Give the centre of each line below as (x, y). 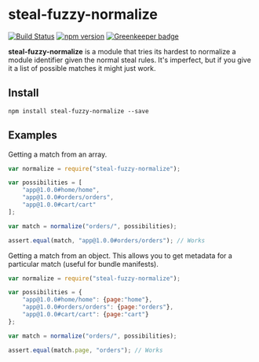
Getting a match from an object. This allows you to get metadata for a (120, 255)
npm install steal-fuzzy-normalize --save (78, 111)
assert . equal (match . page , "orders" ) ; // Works (86, 350)
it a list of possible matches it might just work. (82, 68)
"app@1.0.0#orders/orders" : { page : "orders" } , (98, 307)
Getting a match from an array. (58, 154)
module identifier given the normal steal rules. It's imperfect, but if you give (129, 60)
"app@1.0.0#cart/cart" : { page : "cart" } (86, 315)
